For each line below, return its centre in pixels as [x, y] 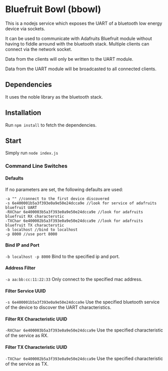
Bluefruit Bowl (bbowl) [53, 9]
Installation [23, 113]
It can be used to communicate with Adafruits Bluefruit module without [79, 38]
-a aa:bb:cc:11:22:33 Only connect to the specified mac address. [74, 279]
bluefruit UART [21, 207]
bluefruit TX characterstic [35, 225]
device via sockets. [25, 28]
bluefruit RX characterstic [35, 216]
